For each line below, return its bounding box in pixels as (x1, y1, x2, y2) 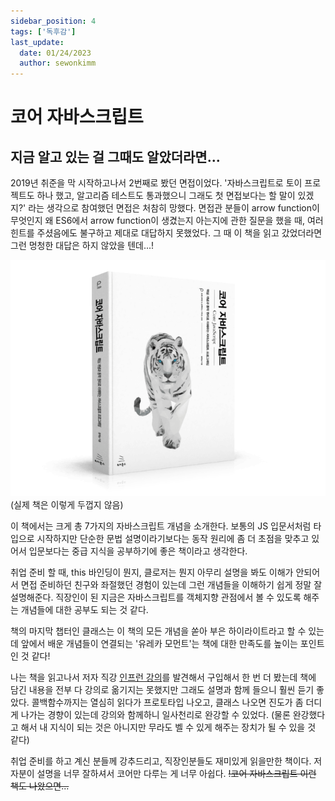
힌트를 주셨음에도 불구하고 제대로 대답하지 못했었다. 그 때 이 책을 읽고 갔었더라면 (10, 227, 323, 239)
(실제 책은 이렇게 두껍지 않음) (10, 499, 124, 511)
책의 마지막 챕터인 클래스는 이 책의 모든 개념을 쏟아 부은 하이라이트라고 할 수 (10, 625, 307, 637)
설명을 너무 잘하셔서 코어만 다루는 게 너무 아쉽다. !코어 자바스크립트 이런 (36, 768, 317, 780)
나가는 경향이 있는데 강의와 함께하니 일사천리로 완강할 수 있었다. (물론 (20, 709, 291, 721)
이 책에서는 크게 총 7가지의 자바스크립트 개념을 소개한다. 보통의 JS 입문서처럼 (10, 520, 312, 532)
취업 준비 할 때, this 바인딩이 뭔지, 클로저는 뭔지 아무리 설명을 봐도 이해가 (10, 566, 294, 579)
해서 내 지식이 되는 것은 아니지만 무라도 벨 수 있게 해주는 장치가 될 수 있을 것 (20, 721, 317, 734)
